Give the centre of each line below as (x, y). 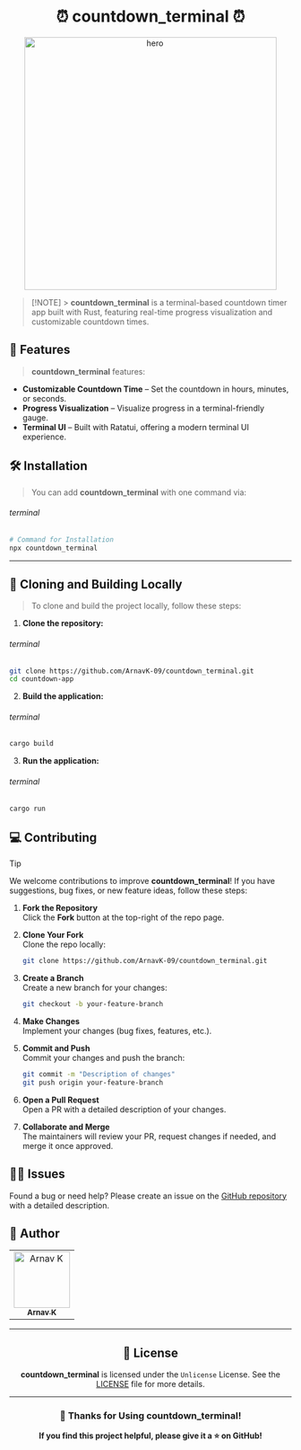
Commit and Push (56, 1048)
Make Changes (51, 1021)
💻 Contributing (53, 837)
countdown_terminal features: (88, 371)
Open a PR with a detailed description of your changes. (124, 1109)
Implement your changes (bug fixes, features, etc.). (117, 1031)
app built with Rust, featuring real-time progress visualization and (152, 312)
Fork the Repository (60, 908)
